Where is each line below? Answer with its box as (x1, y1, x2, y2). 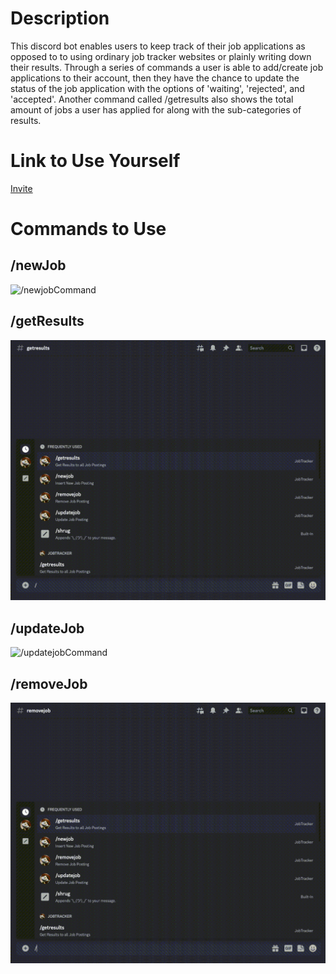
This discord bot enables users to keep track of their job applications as (10, 40, 306, 52)
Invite (10, 182, 33, 194)
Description (10, 7, 110, 30)
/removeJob (10, 675, 88, 692)
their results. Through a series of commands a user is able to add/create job (10, 61, 324, 73)
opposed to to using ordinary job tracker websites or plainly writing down (10, 50, 312, 62)
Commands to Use (10, 218, 167, 241)
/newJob (10, 257, 67, 274)
